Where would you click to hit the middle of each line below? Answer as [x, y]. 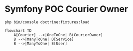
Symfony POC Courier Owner [66, 9]
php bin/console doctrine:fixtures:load [47, 22]
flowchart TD [18, 30]
